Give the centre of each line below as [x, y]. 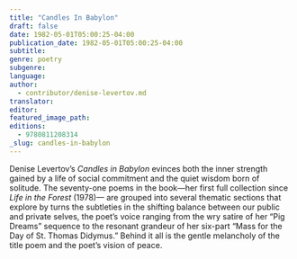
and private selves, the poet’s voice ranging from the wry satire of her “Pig [147, 216]
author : [24, 85]
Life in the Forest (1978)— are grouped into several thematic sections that [145, 197]
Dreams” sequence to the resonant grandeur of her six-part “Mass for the [146, 226]
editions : [28, 127]
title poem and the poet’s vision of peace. [86, 245]
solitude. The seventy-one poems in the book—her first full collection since [149, 188]
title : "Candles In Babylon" [64, 18]
